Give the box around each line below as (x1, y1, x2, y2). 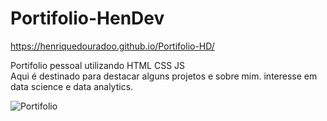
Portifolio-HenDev (10, 7, 165, 30)
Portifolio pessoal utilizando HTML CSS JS (10, 59, 186, 71)
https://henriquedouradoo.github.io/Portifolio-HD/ (10, 40, 215, 52)
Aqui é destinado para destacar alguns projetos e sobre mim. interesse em (10, 70, 318, 82)
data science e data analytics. (10, 80, 134, 92)
